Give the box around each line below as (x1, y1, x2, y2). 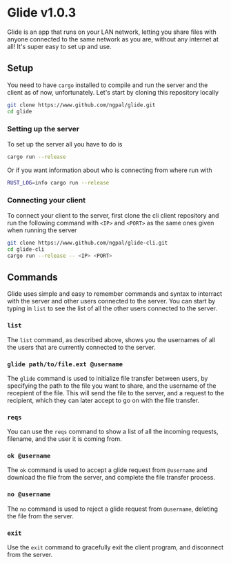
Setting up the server (7, 124, 80, 134)
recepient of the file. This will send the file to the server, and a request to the (7, 388, 225, 397)
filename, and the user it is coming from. (7, 435, 122, 443)
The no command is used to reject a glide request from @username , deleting (7, 505, 219, 513)
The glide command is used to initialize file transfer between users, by (7, 374, 208, 382)
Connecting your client (7, 196, 86, 205)
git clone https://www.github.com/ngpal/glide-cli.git (7, 239, 168, 246)
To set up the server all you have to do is (7, 140, 123, 148)
